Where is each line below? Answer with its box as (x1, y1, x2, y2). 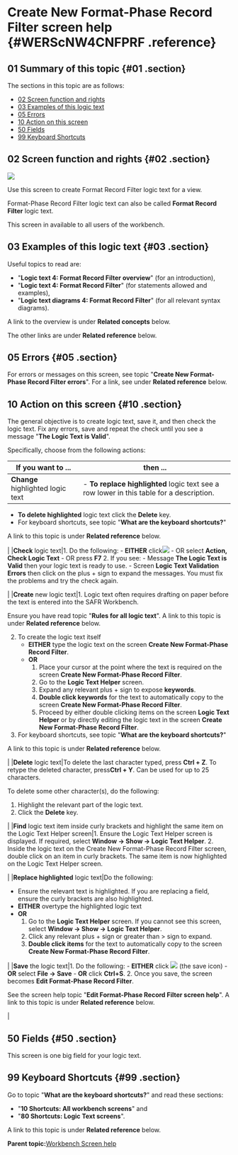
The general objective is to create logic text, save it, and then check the (7, 417, 216, 426)
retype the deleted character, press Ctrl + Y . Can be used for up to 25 (7, 766, 210, 774)
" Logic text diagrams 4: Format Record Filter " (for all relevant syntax (17, 295, 221, 305)
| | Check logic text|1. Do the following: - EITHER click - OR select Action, (7, 546, 228, 555)
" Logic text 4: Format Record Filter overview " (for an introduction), (17, 274, 216, 282)
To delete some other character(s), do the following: (7, 787, 159, 796)
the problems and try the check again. (7, 577, 119, 585)
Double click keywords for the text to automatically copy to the (38, 693, 225, 702)
